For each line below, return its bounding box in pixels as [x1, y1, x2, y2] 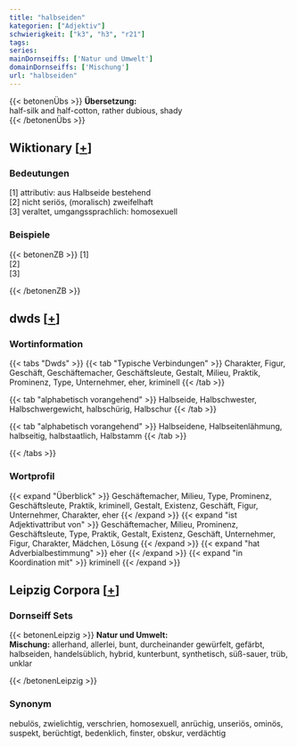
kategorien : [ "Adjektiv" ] [9, 21, 105, 30]
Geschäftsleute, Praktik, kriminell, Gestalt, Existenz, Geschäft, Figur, [9, 500, 259, 510]
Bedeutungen [9, 167, 70, 179]
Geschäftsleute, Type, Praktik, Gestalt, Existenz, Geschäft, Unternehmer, [9, 528, 276, 539]
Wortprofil [9, 470, 55, 483]
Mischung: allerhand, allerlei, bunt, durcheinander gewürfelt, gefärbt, [9, 639, 265, 650]
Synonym [9, 698, 52, 710]
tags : [9, 37, 29, 47]
